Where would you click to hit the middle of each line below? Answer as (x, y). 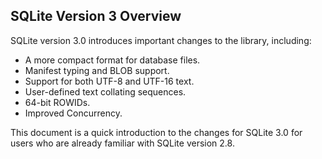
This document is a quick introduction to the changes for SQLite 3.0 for (156, 132)
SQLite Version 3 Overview (96, 16)
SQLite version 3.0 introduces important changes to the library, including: (161, 40)
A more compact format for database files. (112, 60)
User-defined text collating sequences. (105, 91)
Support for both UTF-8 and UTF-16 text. (109, 81)
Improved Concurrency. (73, 113)
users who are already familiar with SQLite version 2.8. (122, 143)
